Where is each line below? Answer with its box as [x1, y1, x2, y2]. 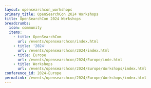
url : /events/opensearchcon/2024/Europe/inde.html [17, 57, 123, 62]
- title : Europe [13, 52, 47, 58]
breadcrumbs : [4, 21, 31, 26]
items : [9, 30, 22, 35]
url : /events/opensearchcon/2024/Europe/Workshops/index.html [17, 66, 147, 71]
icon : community [9, 25, 42, 30]
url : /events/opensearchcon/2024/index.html [17, 48, 110, 53]
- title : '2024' [13, 44, 47, 48]
